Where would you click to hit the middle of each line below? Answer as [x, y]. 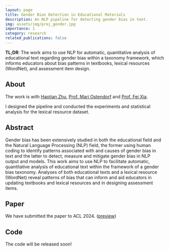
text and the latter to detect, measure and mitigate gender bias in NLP [78, 156]
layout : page [19, 10]
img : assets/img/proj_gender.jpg [40, 24]
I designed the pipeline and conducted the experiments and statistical [78, 106]
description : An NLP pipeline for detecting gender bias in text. [77, 19]
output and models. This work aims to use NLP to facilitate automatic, [78, 161]
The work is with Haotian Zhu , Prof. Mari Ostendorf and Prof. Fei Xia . [77, 96]
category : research [26, 33]
